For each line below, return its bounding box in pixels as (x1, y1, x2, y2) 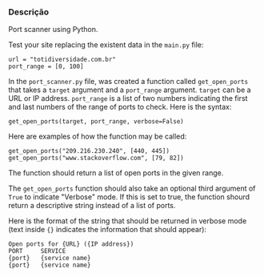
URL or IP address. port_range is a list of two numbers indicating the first (8, 94, 248, 103)
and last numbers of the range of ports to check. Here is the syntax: (8, 102, 232, 112)
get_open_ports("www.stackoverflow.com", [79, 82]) (8, 155, 184, 163)
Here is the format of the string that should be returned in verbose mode (8, 216, 247, 226)
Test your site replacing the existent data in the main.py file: (8, 40, 204, 50)
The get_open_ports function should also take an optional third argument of (8, 183, 256, 194)
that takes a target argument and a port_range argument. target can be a (8, 85, 251, 94)
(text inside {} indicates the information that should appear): (8, 225, 206, 235)
